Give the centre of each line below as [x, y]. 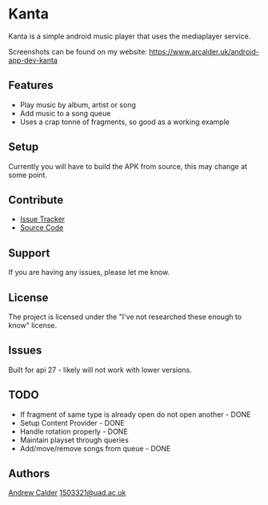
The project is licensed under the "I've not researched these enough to [125, 317]
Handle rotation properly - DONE [74, 431]
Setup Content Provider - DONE [72, 422]
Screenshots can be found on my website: [78, 51]
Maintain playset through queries [74, 440]
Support [29, 253]
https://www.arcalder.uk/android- [204, 51]
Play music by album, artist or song [78, 104]
